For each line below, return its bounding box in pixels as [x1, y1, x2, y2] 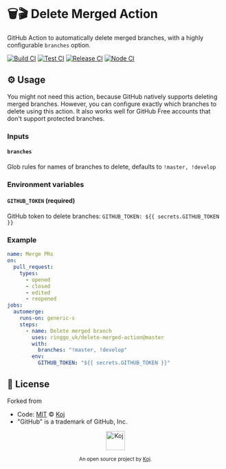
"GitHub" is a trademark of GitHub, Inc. [16, 417, 128, 426]
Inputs [7, 131, 30, 141]
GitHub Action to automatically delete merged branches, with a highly [7, 33, 204, 42]
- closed [25, 283, 51, 290]
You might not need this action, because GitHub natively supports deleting [7, 92, 218, 100]
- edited [25, 289, 51, 296]
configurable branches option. [7, 41, 91, 49]
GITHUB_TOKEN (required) [7, 197, 76, 205]
